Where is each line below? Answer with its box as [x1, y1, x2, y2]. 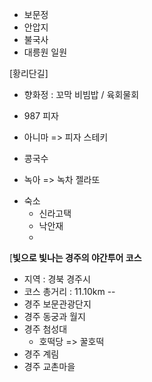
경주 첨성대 [23, 323, 68, 335]
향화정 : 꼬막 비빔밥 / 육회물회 [23, 89, 140, 100]
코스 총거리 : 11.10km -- [23, 286, 116, 297]
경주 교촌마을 [23, 361, 76, 372]
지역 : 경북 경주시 [23, 273, 91, 285]
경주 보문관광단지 [23, 298, 92, 310]
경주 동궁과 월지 [23, 311, 86, 322]
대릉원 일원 [23, 46, 68, 58]
